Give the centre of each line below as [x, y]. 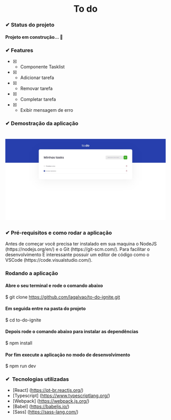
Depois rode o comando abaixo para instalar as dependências [72, 332]
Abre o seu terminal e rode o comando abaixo [54, 285]
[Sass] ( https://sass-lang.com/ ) [46, 412]
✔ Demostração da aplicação [42, 123]
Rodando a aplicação [32, 274]
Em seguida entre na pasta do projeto [46, 309]
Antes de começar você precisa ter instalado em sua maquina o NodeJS [81, 244]
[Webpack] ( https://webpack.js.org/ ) [51, 401]
